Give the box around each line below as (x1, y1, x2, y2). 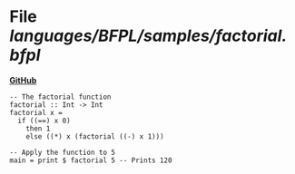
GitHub (9, 74, 37, 85)
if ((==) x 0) (17, 116, 71, 125)
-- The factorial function (9, 92, 112, 101)
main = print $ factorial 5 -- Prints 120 (9, 156, 172, 165)
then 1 (25, 124, 51, 133)
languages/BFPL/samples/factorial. (9, 25, 288, 46)
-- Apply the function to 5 (9, 148, 116, 157)
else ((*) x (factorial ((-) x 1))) (25, 131, 165, 141)
